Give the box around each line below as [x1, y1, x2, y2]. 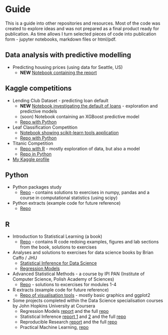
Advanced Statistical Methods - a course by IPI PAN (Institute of [12, 271, 145, 277]
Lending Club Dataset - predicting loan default [12, 97, 109, 104]
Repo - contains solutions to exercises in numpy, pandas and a [20, 190, 149, 196]
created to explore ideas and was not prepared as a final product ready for [5, 25, 159, 31]
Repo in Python [20, 151, 52, 157]
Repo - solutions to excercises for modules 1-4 [20, 282, 117, 288]
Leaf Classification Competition [12, 124, 78, 130]
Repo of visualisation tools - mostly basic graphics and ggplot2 [20, 292, 150, 298]
